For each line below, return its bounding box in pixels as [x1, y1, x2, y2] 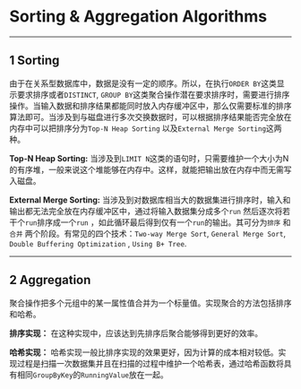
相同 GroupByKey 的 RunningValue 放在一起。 [16, 369, 168, 380]
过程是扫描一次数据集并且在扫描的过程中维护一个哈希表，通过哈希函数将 [16, 358, 284, 368]
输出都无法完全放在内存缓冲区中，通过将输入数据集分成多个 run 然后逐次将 [9, 205, 283, 216]
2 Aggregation [9, 272, 91, 288]
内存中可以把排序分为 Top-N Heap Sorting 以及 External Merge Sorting [9, 123, 267, 134]
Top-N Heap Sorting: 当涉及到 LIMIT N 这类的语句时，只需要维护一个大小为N [9, 152, 289, 163]
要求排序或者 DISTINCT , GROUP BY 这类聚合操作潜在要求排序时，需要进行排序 [16, 89, 290, 99]
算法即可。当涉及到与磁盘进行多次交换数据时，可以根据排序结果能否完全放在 [9, 111, 292, 122]
